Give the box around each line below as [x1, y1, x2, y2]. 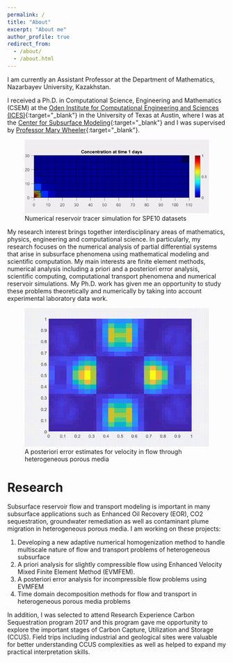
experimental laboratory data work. [7, 295, 108, 303]
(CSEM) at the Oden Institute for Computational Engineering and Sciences [7, 103, 219, 111]
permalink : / [7, 11, 45, 18]
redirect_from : [7, 40, 51, 48]
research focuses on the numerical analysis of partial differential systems [7, 242, 218, 251]
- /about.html [13, 56, 54, 63]
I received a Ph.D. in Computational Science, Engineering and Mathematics [7, 96, 222, 104]
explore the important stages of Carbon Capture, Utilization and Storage [7, 625, 214, 634]
